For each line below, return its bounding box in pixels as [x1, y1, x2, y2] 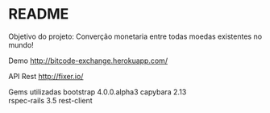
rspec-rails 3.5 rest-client [8, 95, 93, 105]
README [8, 5, 69, 23]
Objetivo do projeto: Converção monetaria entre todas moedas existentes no [8, 31, 263, 41]
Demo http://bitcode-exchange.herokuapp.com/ [8, 56, 168, 65]
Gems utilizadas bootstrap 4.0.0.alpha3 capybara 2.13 [8, 86, 187, 97]
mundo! [8, 40, 34, 49]
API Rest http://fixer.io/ [8, 71, 84, 81]
